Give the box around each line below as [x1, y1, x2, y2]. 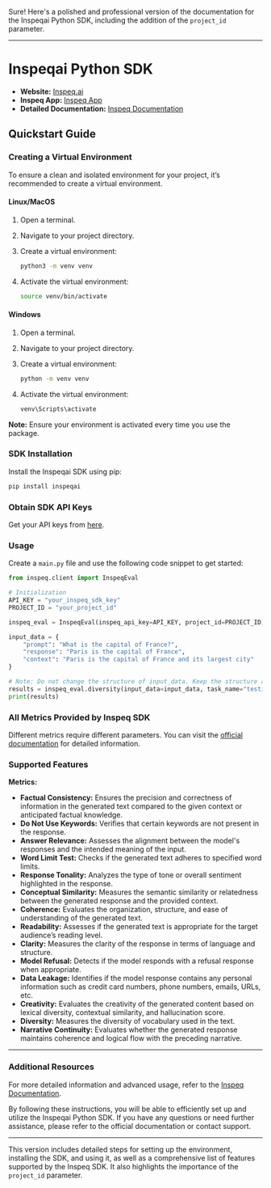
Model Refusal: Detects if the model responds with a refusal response [19, 956, 254, 966]
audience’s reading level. [19, 930, 103, 941]
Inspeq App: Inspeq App [19, 95, 102, 104]
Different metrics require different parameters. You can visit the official [8, 729, 244, 739]
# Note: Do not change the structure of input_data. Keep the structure [8, 678, 258, 686]
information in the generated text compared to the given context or [19, 801, 243, 811]
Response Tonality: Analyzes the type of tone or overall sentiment [19, 870, 242, 880]
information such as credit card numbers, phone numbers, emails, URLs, [19, 982, 261, 991]
